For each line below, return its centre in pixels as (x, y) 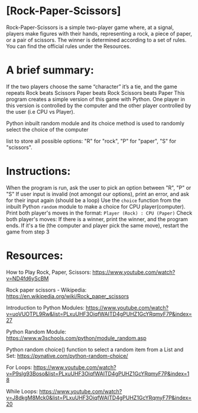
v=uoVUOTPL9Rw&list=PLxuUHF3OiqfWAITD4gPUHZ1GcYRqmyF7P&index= (99, 314)
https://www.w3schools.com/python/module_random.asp (76, 338)
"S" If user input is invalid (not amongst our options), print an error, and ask (98, 194)
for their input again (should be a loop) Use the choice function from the (94, 200)
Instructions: (38, 172)
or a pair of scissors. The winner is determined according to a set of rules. (96, 40)
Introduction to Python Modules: (45, 308)
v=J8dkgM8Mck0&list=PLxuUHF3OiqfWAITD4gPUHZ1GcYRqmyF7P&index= (99, 398)
